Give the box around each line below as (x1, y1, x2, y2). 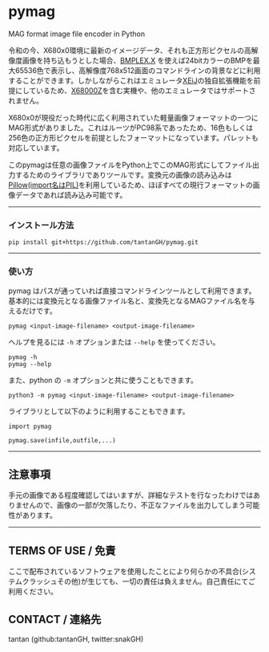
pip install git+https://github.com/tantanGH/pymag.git (8, 238, 199, 247)
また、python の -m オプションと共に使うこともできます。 (8, 375, 199, 385)
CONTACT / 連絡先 (8, 613, 102, 626)
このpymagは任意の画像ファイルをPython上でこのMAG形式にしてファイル (8, 160, 253, 169)
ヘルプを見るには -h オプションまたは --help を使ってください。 (8, 336, 220, 347)
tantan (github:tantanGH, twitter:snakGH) (8, 634, 144, 644)
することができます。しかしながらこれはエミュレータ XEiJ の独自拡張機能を (8, 75, 254, 85)
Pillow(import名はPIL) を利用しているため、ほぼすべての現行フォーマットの (8, 180, 254, 189)
